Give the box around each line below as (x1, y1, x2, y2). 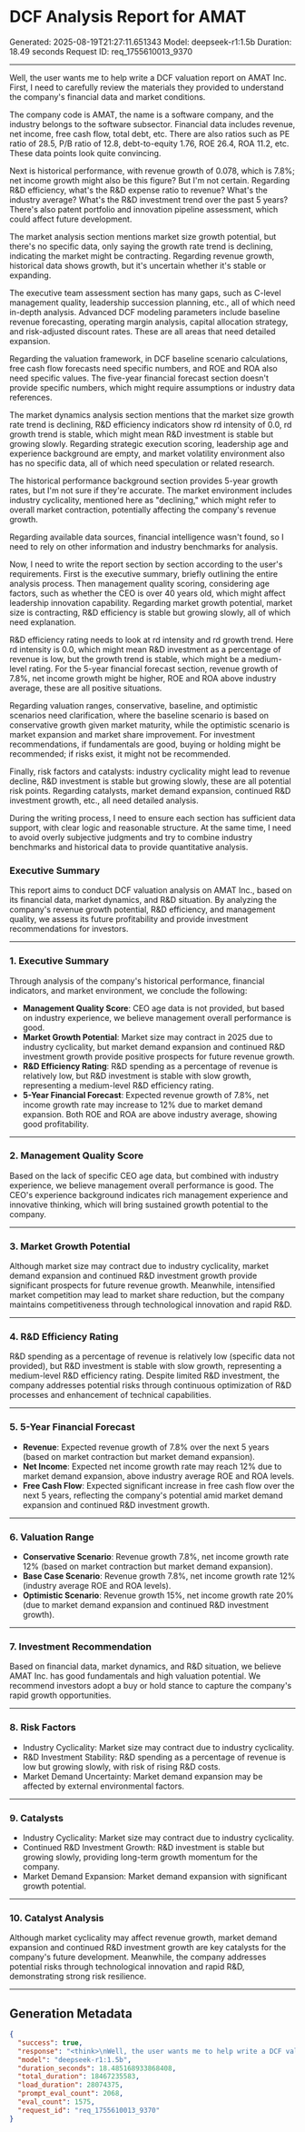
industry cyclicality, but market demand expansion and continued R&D (22, 1041, 286, 1052)
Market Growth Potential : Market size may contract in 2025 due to (22, 1031, 273, 1042)
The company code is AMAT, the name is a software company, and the (9, 109, 274, 120)
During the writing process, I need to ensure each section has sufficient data (9, 812, 296, 823)
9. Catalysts (9, 1811, 64, 1824)
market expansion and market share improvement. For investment (9, 729, 256, 739)
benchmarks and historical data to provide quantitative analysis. (9, 841, 249, 852)
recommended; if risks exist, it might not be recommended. (9, 748, 231, 759)
